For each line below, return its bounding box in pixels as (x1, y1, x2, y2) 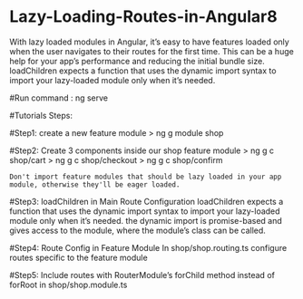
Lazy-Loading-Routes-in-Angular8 (9, 6, 279, 27)
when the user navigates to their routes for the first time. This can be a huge (9, 45, 295, 56)
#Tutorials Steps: (9, 110, 73, 121)
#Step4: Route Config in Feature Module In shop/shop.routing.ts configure (9, 242, 288, 253)
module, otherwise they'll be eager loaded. (9, 179, 181, 189)
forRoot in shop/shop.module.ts (9, 279, 128, 290)
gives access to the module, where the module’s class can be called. (9, 225, 266, 236)
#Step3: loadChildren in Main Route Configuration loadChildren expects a (9, 196, 284, 207)
